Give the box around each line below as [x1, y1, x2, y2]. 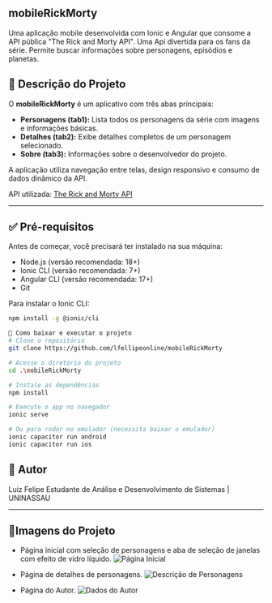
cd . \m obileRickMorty [8, 366, 82, 374]
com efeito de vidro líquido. [19, 554, 112, 564]
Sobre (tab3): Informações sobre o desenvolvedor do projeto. [19, 149, 227, 159]
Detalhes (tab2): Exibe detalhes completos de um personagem [19, 131, 232, 141]
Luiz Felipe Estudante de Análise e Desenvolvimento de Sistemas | [8, 484, 230, 494]
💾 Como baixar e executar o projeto [8, 329, 132, 337]
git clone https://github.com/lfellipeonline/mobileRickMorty [8, 344, 223, 353]
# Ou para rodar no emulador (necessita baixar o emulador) [8, 426, 216, 434]
